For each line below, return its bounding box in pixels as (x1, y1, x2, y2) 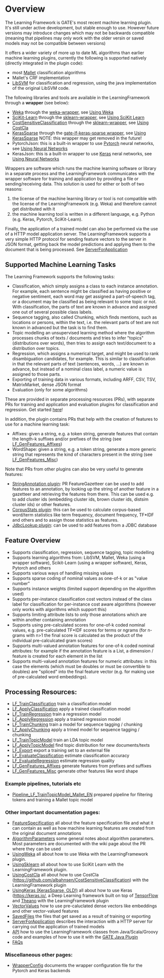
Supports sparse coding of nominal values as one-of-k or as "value (12, 575, 148, 581)
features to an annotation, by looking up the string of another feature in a (12, 486, 159, 491)
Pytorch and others (12, 565, 51, 570)
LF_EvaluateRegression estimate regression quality (12, 758, 115, 764)
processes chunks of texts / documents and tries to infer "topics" (12, 335, 144, 341)
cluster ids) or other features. (12, 501, 71, 507)
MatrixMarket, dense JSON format (12, 382, 82, 387)
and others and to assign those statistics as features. (12, 517, 119, 523)
